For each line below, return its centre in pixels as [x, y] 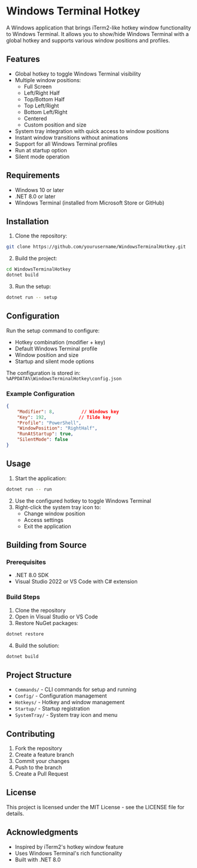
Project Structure [39, 675]
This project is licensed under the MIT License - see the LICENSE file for [95, 807]
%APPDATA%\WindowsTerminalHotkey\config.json [64, 379]
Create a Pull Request [42, 774]
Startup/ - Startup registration [52, 708]
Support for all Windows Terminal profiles [66, 144]
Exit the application [47, 526]
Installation [28, 221]
